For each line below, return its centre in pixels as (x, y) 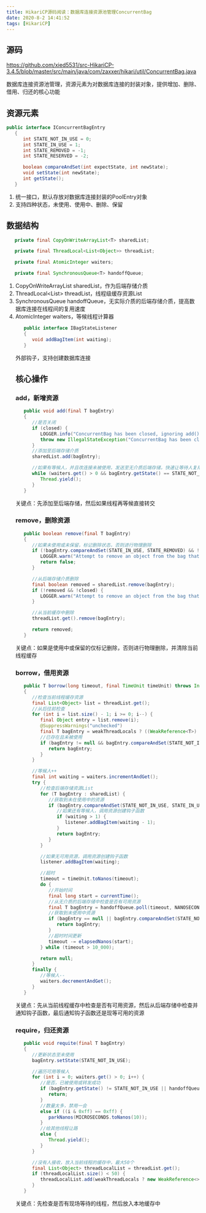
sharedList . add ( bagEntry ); (66, 457)
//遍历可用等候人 (51, 1071)
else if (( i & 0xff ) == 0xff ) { (82, 1111)
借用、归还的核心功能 (33, 92)
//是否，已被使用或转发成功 (71, 1083)
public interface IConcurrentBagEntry (56, 128)
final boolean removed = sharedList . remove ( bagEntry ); (103, 584)
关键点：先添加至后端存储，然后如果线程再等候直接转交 (85, 503)
